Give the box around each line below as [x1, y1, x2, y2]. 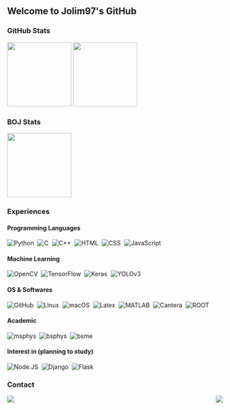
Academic [7, 317, 37, 325]
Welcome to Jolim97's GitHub [7, 5, 137, 17]
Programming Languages [7, 224, 81, 232]
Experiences [7, 206, 50, 216]
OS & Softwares [7, 285, 53, 293]
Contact [7, 380, 35, 389]
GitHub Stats [7, 26, 51, 36]
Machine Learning [7, 254, 60, 263]
